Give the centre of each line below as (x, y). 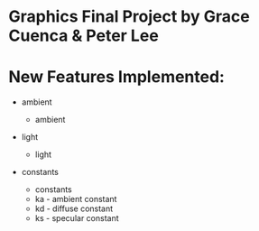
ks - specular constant (77, 218)
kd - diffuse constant (74, 208)
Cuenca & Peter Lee (83, 36)
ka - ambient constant (76, 199)
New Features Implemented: (116, 77)
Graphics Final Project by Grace (129, 17)
